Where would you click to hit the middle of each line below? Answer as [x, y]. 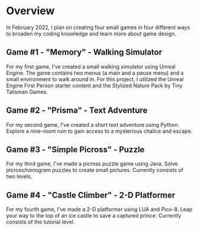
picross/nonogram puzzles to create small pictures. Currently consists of [95, 170]
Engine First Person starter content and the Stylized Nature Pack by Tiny [95, 85]
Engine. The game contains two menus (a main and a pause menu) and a [95, 73]
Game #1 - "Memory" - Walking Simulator [84, 52]
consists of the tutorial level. [40, 222]
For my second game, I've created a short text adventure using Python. [93, 124]
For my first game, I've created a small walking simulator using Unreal [91, 66]
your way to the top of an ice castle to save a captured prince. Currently [94, 216]
